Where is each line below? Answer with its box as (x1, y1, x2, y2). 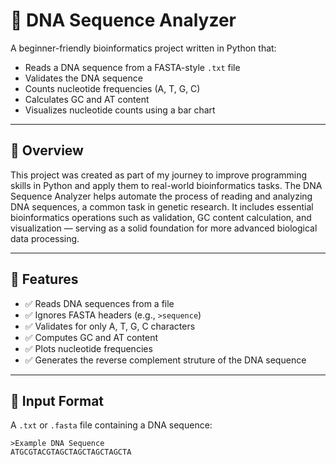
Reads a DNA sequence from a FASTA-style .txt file (24, 61, 241, 73)
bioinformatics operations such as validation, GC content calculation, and (10, 211, 312, 223)
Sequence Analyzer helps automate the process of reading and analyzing (10, 190, 313, 202)
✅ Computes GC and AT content (24, 331, 159, 343)
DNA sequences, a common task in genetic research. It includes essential (10, 200, 314, 213)
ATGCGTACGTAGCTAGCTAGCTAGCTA (10, 447, 132, 458)
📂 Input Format (10, 392, 105, 409)
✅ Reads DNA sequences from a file (24, 297, 175, 309)
